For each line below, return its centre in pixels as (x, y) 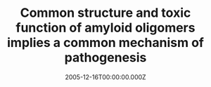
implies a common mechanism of (105, 43)
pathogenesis (105, 58)
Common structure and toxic (105, 13)
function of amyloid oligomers (105, 28)
